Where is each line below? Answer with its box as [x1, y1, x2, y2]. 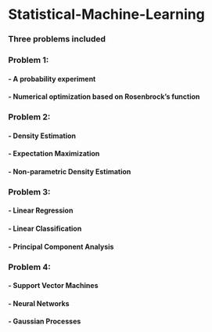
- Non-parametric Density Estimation [8, 166, 131, 176]
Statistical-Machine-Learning [8, 5, 205, 24]
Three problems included [8, 34, 106, 45]
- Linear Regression [8, 206, 74, 215]
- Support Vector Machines [8, 281, 99, 290]
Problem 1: [8, 55, 49, 66]
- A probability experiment [8, 74, 96, 83]
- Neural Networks [8, 298, 70, 308]
